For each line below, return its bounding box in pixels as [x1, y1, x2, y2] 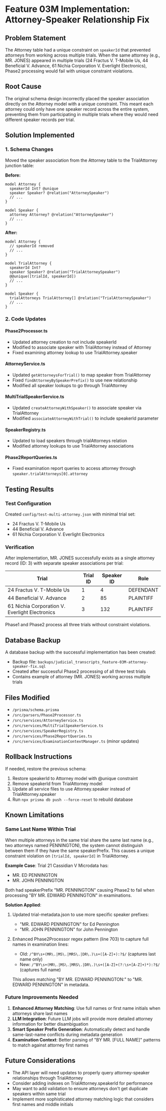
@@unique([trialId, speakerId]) [9, 274, 77, 279]
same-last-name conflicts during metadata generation [12, 1031, 123, 1038]
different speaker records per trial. [5, 117, 75, 123]
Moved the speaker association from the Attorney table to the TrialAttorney [5, 157, 158, 163]
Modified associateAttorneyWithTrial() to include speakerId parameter [12, 415, 159, 421]
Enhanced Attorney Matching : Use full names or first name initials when [12, 1005, 161, 1011]
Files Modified [5, 693, 50, 702]
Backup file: [12, 659, 37, 665]
